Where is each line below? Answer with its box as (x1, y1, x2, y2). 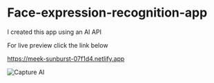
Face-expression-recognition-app (7, 5, 208, 21)
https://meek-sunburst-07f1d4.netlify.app (7, 54, 125, 63)
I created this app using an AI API (7, 28, 102, 36)
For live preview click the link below (7, 41, 108, 49)
